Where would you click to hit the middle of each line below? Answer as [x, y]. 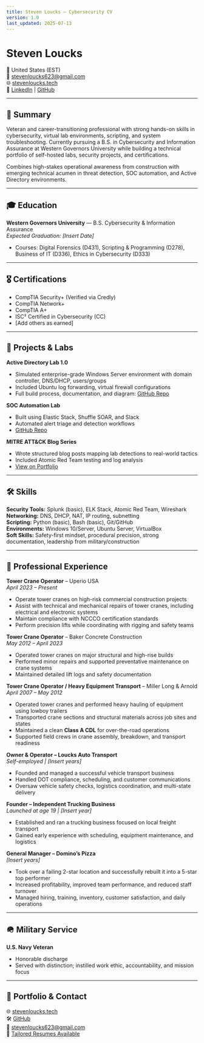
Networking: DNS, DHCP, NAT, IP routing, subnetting [73, 516]
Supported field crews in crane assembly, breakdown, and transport [100, 737]
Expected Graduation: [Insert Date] [50, 236]
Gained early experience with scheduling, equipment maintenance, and [104, 835]
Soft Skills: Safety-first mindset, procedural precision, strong [83, 535]
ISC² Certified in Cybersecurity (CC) [60, 316]
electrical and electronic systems [56, 612]
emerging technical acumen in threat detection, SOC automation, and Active [101, 173]
